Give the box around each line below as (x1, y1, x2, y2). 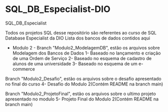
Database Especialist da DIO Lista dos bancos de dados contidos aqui (5, 35, 150, 41)
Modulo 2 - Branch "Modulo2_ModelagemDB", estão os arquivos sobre (12, 44, 160, 50)
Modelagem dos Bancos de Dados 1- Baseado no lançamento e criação (12, 50, 161, 56)
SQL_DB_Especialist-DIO (5, 3, 111, 15)
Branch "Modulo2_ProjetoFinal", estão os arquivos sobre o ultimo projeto (5, 90, 156, 96)
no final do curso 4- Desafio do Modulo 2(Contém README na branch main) (5, 81, 163, 87)
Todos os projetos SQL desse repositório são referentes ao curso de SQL (5, 29, 157, 35)
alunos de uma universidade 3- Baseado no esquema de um (12, 60, 138, 66)
